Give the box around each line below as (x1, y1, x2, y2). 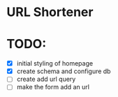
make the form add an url (16, 83, 90, 91)
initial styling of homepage (16, 59, 94, 68)
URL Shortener (6, 4, 94, 20)
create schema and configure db (16, 67, 111, 75)
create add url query (16, 75, 76, 84)
